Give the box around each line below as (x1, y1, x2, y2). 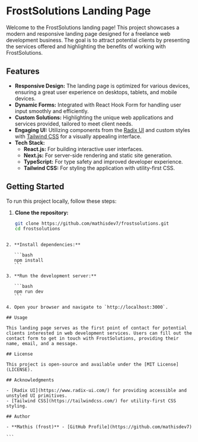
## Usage (6, 315, 28, 321)
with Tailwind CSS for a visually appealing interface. (14, 133, 142, 140)
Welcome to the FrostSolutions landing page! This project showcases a (6, 24, 180, 31)
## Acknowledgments (6, 377, 55, 383)
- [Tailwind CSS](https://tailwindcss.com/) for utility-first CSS (6, 398, 177, 404)
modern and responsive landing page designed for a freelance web (6, 30, 171, 37)
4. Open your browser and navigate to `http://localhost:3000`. (6, 305, 168, 311)
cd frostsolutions (14, 226, 60, 232)
